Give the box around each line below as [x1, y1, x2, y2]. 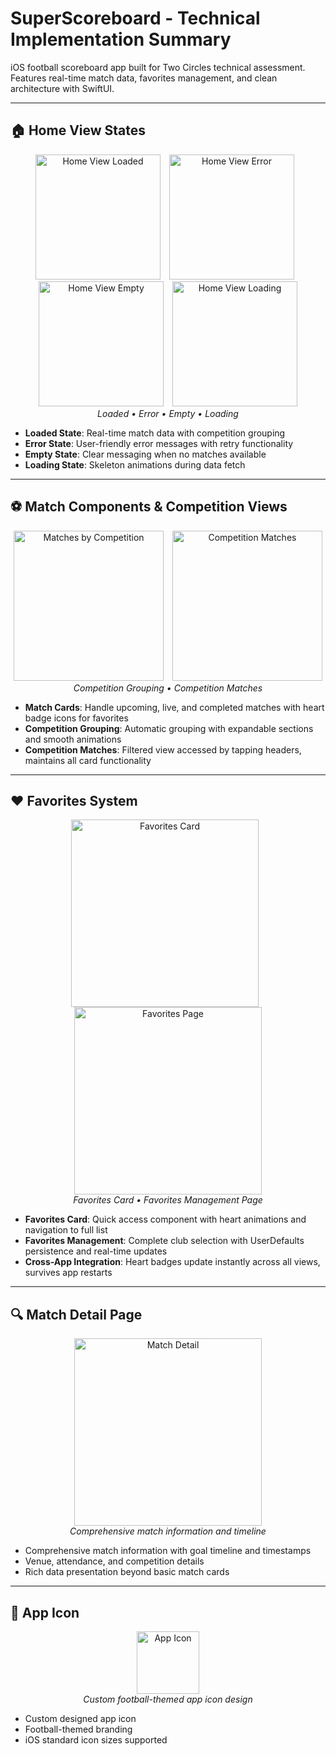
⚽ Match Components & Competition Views [10, 498, 288, 516]
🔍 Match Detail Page [10, 1306, 143, 1323]
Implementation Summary [10, 28, 232, 51]
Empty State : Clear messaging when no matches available [24, 448, 267, 460]
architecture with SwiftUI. [10, 82, 115, 94]
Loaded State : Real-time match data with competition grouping [24, 427, 286, 439]
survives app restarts [24, 1267, 113, 1279]
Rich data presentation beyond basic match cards [24, 1566, 230, 1578]
